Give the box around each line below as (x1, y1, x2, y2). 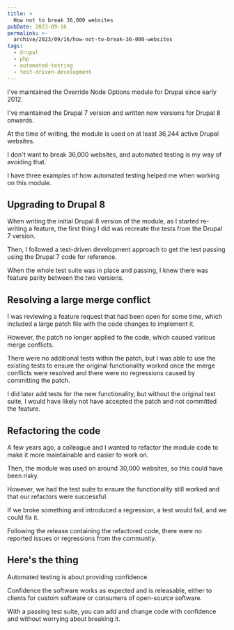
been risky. (7, 471, 40, 480)
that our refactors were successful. (7, 492, 108, 501)
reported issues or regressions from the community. (7, 534, 157, 542)
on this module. (7, 178, 52, 187)
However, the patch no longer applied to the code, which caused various (7, 333, 216, 342)
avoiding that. (7, 157, 47, 166)
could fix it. (7, 513, 40, 521)
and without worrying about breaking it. (7, 614, 120, 623)
